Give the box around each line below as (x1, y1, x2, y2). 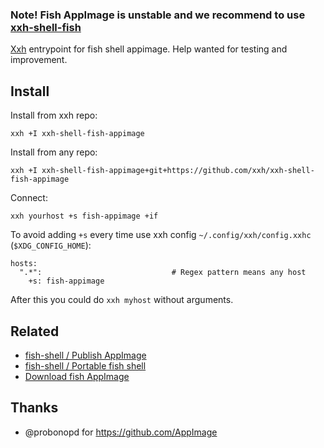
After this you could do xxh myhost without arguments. (10, 294, 234, 306)
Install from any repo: (10, 146, 98, 158)
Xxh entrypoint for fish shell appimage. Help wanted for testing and (10, 43, 288, 55)
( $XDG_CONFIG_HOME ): (10, 239, 92, 252)
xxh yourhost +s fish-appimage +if (10, 211, 159, 222)
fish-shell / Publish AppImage (24, 349, 147, 361)
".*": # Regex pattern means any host (19, 268, 307, 278)
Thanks (10, 399, 59, 417)
